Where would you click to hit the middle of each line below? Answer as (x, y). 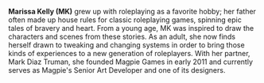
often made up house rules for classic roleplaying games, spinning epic (125, 20)
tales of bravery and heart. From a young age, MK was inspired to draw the (131, 28)
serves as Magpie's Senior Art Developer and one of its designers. (117, 70)
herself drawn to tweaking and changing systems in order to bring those (126, 45)
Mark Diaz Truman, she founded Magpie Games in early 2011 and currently (130, 62)
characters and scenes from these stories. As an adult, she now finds (122, 36)
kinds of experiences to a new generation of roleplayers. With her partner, (129, 53)
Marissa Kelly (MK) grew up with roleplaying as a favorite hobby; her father (132, 11)
